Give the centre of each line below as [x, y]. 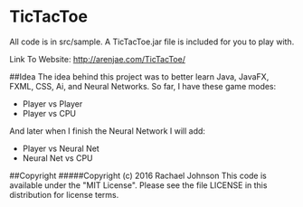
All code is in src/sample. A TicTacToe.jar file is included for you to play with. [152, 42]
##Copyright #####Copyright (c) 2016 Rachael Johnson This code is [138, 175]
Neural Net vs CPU [57, 158]
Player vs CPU [49, 113]
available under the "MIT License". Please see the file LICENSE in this [138, 185]
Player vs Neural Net [61, 148]
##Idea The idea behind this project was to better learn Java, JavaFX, [139, 76]
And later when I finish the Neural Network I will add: [108, 131]
